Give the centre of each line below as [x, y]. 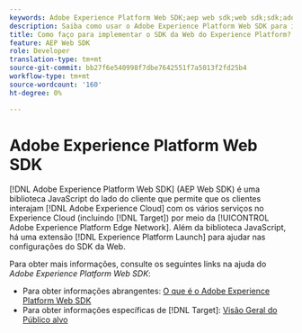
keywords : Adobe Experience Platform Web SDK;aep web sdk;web [128, 18]
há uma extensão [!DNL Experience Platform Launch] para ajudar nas [138, 237]
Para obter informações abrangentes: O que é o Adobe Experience [146, 291]
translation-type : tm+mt [56, 59]
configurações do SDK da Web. [67, 247]
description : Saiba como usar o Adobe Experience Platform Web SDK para [148, 26]
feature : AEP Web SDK [50, 43]
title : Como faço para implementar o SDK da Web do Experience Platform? [151, 34]
